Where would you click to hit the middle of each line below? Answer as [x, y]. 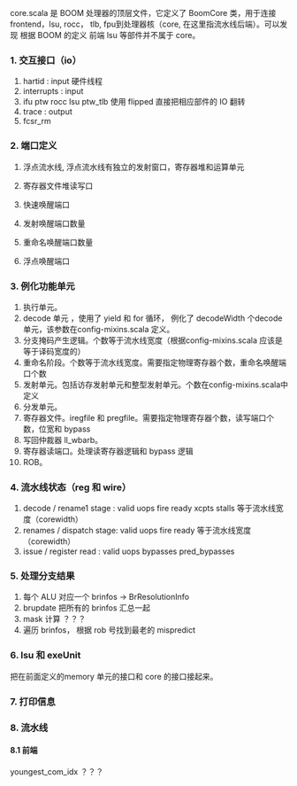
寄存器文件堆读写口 [58, 185]
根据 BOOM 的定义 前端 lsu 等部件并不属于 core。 [110, 35]
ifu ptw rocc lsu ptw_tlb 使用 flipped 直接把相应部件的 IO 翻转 [134, 102]
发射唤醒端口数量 [54, 223]
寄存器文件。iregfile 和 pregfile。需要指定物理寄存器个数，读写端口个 [148, 417]
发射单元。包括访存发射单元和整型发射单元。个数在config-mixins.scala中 [156, 385]
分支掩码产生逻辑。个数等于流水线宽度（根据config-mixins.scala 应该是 [153, 340]
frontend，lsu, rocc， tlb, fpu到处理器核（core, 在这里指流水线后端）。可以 [145, 24]
